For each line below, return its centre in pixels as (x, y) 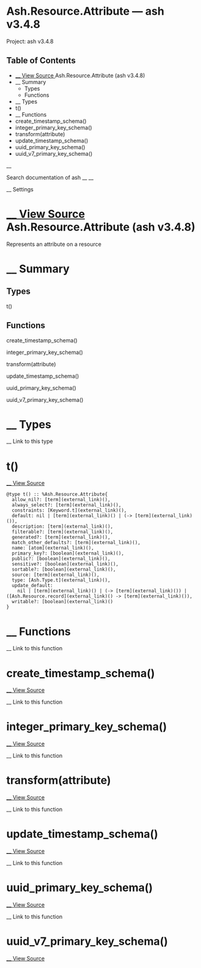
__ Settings (20, 189)
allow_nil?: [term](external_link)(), (61, 500)
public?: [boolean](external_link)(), (61, 559)
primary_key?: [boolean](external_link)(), (68, 553)
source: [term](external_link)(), (56, 575)
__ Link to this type (30, 441)
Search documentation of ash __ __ (50, 177)
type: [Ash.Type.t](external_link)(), (61, 580)
